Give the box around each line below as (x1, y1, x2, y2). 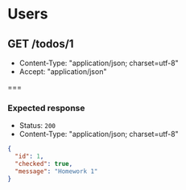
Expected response (7, 102, 85, 114)
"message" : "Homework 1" (14, 167, 98, 176)
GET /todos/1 (7, 37, 74, 51)
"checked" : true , (14, 160, 73, 168)
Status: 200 (19, 121, 56, 130)
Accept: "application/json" (19, 67, 107, 76)
